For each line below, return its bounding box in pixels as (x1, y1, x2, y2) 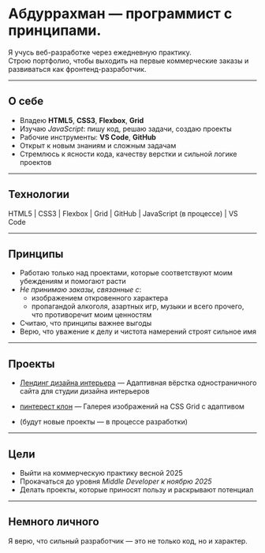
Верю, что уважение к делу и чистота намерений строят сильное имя (19, 327, 257, 336)
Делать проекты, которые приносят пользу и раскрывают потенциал (19, 485, 254, 494)
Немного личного (8, 515, 100, 529)
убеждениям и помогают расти (19, 277, 126, 286)
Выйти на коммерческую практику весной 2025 (19, 469, 183, 477)
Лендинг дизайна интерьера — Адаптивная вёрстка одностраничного (19, 378, 257, 387)
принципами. (8, 21, 102, 39)
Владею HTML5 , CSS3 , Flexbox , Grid (19, 115, 144, 125)
